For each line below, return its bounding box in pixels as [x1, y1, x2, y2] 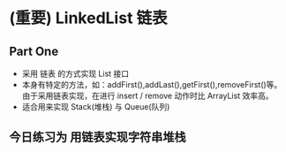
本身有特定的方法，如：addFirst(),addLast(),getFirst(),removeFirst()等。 [21, 80, 282, 89]
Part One [9, 43, 59, 58]
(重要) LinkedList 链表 [9, 8, 168, 28]
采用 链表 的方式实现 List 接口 [21, 68, 130, 79]
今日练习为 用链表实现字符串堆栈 [9, 130, 186, 145]
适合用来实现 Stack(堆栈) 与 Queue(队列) [21, 102, 170, 111]
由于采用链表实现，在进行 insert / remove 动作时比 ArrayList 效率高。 [21, 90, 274, 101]
